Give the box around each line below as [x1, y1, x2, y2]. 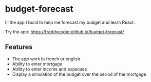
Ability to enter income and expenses [12, 66, 87, 72]
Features [5, 43, 33, 51]
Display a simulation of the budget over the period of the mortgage [12, 71, 146, 77]
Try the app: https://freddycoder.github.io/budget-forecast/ [5, 29, 124, 34]
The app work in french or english [12, 56, 80, 62]
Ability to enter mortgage [12, 61, 62, 66]
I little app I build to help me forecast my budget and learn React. [5, 19, 135, 25]
